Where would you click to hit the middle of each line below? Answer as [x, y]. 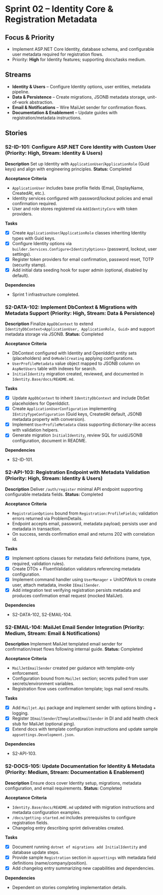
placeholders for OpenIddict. [41, 403]
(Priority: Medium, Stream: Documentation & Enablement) [75, 772]
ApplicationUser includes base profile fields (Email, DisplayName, [78, 188]
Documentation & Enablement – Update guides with [65, 112]
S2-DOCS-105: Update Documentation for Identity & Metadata [80, 766]
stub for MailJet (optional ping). [44, 724]
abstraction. [41, 102]
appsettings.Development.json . [43, 735]
